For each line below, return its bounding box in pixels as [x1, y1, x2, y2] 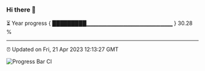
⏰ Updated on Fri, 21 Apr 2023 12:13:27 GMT [6, 46, 119, 53]
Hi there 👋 [6, 5, 37, 14]
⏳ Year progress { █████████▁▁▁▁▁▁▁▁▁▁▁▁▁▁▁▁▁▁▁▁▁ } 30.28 [6, 19, 193, 27]
